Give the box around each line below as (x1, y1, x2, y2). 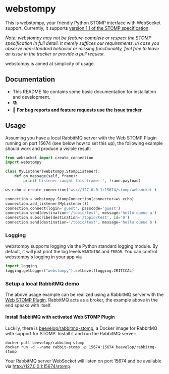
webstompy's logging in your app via (5, 254, 82, 260)
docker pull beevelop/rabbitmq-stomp (5, 340, 85, 345)
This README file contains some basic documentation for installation (12, 89, 156, 95)
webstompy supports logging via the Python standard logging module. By (5, 243, 158, 249)
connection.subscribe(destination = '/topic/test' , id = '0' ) (5, 215, 130, 220)
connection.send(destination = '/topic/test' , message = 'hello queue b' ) (5, 220, 157, 225)
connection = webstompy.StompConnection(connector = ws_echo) (5, 196, 135, 201)
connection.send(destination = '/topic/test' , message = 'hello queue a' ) (5, 210, 157, 215)
